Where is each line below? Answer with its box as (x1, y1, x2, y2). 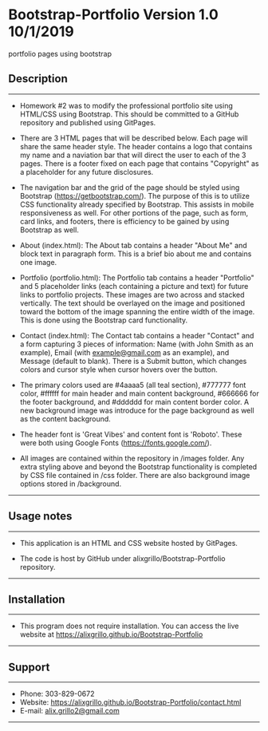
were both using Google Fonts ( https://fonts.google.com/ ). (19, 437, 212, 448)
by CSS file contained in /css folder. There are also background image (19, 470, 250, 480)
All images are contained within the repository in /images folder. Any (19, 453, 245, 463)
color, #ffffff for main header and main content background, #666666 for (19, 389, 259, 398)
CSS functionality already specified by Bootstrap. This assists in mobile (19, 200, 254, 209)
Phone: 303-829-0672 (19, 689, 95, 699)
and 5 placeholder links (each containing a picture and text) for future (19, 281, 249, 290)
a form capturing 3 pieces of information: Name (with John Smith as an (19, 339, 254, 349)
